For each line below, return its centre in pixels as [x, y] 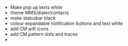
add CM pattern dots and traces [44, 34]
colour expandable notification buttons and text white [67, 23]
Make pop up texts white [36, 7]
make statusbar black [33, 18]
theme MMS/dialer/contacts [39, 13]
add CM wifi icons [29, 29]
